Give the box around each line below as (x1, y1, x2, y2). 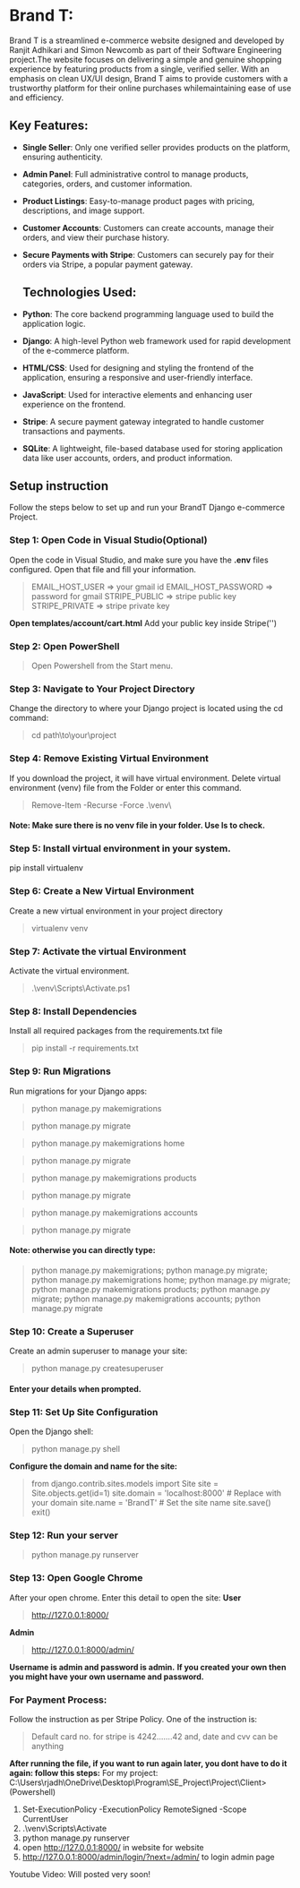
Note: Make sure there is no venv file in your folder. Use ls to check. (9, 820, 266, 831)
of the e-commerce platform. (21, 345, 130, 356)
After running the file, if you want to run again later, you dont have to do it (9, 1757, 287, 1769)
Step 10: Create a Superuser (9, 1325, 134, 1337)
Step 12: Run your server (9, 1529, 119, 1541)
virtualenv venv (30, 923, 89, 933)
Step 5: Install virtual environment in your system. (9, 843, 231, 855)
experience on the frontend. (21, 399, 126, 409)
